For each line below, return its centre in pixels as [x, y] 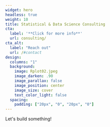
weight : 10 [17, 19]
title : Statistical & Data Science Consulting [55, 24]
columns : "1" [24, 62]
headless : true [21, 15]
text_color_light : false [41, 95]
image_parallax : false [38, 81]
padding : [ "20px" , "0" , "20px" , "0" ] [54, 105]
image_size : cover [34, 90]
